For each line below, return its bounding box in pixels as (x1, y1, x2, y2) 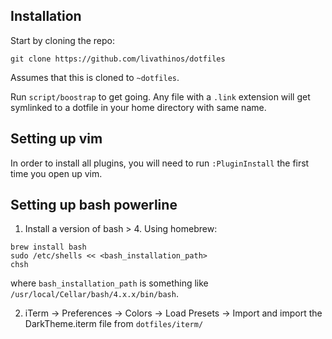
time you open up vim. (10, 167, 103, 179)
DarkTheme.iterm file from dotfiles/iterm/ (24, 318, 204, 330)
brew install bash (10, 242, 87, 253)
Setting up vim (10, 130, 103, 148)
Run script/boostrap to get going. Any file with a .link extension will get (10, 90, 311, 103)
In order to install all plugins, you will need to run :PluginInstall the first (10, 157, 310, 169)
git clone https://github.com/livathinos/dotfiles (10, 54, 226, 64)
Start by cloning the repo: (10, 34, 116, 46)
